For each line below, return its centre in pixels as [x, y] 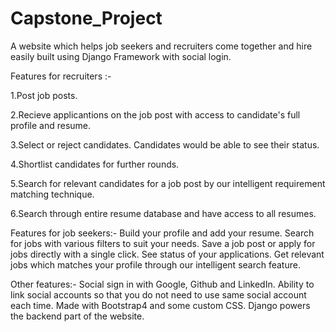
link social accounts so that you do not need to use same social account [158, 294]
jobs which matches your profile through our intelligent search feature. [155, 264]
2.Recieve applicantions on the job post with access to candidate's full [155, 114]
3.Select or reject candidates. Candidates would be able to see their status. [165, 144]
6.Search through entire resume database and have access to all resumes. [163, 213]
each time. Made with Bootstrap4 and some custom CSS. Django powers [160, 305]
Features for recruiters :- [61, 76]
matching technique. [52, 194]
